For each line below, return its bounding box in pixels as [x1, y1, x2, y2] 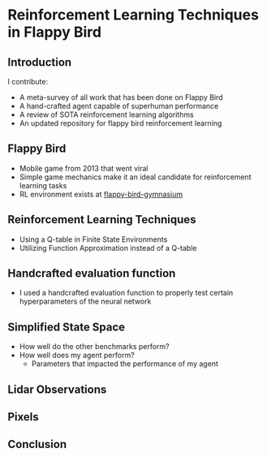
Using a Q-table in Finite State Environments [19, 234, 168, 244]
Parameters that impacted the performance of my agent [31, 359, 218, 369]
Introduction [7, 55, 72, 69]
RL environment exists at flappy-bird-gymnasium [19, 189, 183, 199]
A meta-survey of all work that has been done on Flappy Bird [19, 93, 224, 102]
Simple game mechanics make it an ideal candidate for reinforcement [19, 172, 252, 182]
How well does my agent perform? [19, 351, 135, 360]
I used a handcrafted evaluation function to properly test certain [19, 288, 234, 298]
